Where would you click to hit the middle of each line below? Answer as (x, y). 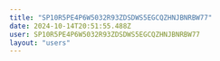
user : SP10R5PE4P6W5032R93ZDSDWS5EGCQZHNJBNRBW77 (105, 34)
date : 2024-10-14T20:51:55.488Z (70, 26)
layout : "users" (40, 43)
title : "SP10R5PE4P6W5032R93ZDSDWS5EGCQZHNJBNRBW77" (111, 17)
